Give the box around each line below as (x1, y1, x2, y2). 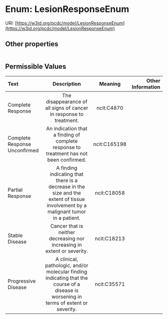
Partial (7, 186, 23, 193)
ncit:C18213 (94, 235, 125, 242)
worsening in (51, 293, 82, 300)
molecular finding (46, 268, 87, 275)
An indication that (45, 125, 87, 132)
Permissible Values (5, 62, 66, 71)
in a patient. (53, 214, 81, 221)
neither (58, 228, 75, 235)
